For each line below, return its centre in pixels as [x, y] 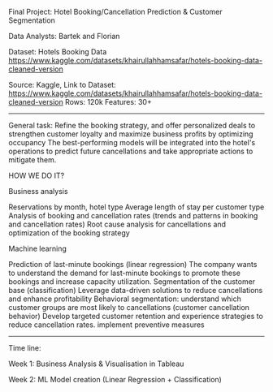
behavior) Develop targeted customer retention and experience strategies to [136, 316]
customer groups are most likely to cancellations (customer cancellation [129, 307]
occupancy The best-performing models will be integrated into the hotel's [132, 142]
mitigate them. [32, 160]
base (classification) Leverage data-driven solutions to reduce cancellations [136, 290]
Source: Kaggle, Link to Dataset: [62, 85]
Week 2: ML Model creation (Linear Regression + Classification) [115, 379]
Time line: [25, 348]
